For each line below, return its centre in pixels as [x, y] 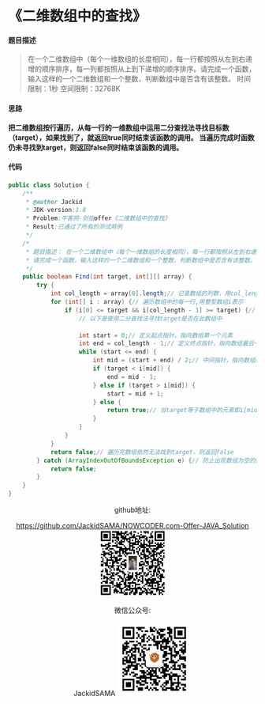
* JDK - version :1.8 [56, 210]
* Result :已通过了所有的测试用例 [74, 227]
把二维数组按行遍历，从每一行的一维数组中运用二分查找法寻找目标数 [119, 127]
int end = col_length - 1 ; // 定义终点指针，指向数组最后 [166, 344]
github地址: [132, 510]
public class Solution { [49, 185]
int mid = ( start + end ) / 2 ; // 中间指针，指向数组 [174, 361]
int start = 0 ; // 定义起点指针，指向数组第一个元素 [156, 335]
